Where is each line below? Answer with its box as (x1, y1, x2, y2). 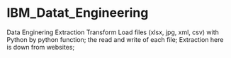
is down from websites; (6, 43, 75, 51)
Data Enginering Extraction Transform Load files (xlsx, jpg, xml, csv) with (6, 28, 219, 36)
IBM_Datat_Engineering (6, 5, 149, 21)
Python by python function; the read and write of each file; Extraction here (6, 35, 224, 43)
